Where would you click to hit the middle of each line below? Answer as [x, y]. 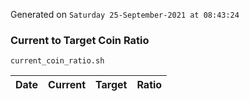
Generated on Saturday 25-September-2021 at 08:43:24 [125, 14]
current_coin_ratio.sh [57, 61]
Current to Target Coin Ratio [80, 40]
